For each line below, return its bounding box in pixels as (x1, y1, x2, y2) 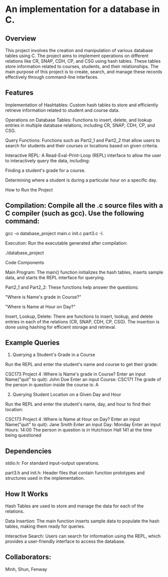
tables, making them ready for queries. (5, 523, 85, 529)
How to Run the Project (5, 186, 53, 193)
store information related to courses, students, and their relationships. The (5, 64, 159, 69)
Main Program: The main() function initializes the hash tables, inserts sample (5, 269, 163, 275)
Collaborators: (5, 553, 52, 561)
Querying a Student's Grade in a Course (12, 352, 95, 358)
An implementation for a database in (5, 4, 160, 15)
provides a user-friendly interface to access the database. (5, 538, 125, 544)
